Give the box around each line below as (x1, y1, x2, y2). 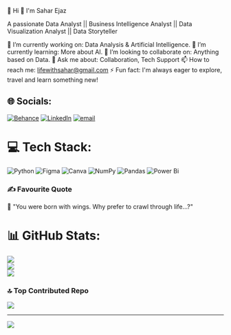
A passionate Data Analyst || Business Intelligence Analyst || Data (7, 20, 192, 28)
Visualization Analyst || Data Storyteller (7, 28, 118, 35)
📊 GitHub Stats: (7, 228, 101, 244)
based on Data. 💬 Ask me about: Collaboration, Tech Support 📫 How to (7, 56, 210, 63)
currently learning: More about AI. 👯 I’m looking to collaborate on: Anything (7, 48, 219, 56)
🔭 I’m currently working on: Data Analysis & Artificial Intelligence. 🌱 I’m (7, 41, 206, 48)
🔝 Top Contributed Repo (7, 285, 89, 295)
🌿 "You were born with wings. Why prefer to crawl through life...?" (7, 203, 194, 211)
